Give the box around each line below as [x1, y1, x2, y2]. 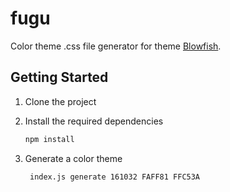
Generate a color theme [24, 152, 123, 164]
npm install [24, 134, 75, 144]
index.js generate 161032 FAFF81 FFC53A [29, 172, 201, 182]
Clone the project [24, 95, 97, 107]
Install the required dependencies [24, 115, 164, 127]
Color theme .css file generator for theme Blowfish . [10, 40, 222, 52]
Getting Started [10, 69, 109, 86]
